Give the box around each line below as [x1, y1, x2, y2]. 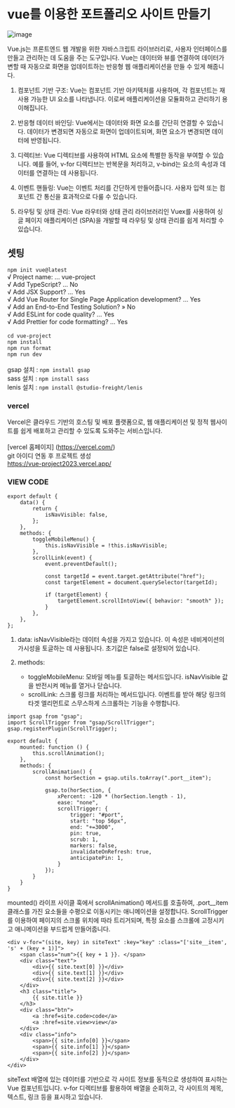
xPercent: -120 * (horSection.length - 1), [57, 793, 187, 800]
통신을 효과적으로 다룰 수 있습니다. [43, 192, 138, 200]
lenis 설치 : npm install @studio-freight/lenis [7, 382, 143, 391]
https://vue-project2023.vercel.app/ [7, 460, 112, 468]
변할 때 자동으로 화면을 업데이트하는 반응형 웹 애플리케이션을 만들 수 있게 [7, 62, 206, 70]
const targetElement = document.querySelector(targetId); [44, 579, 218, 586]
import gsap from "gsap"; [7, 713, 83, 721]
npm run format [7, 344, 52, 352]
